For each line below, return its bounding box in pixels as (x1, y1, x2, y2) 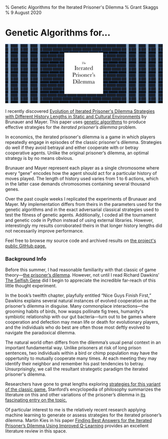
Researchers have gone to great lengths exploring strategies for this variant (5, 381, 161, 387)
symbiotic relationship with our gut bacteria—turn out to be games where (5, 314, 156, 320)
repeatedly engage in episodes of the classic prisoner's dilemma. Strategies (5, 139, 162, 145)
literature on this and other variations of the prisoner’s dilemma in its (5, 392, 146, 398)
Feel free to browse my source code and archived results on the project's (5, 238, 156, 244)
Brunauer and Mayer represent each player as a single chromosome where (5, 165, 159, 171)
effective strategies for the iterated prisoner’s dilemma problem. (5, 124, 137, 130)
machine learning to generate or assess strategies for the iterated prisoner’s (5, 412, 162, 418)
